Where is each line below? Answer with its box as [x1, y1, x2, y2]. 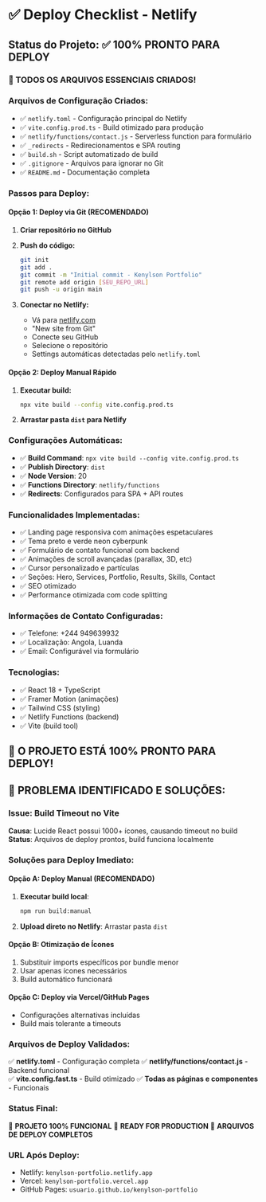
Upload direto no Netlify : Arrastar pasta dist [19, 922, 168, 931]
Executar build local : [19, 891, 89, 901]
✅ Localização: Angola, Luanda [19, 637, 123, 647]
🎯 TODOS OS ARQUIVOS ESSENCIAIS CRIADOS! [8, 74, 197, 85]
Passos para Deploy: [8, 187, 90, 198]
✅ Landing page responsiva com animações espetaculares [19, 527, 213, 537]
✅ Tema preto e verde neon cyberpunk [19, 536, 148, 546]
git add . [19, 263, 53, 272]
